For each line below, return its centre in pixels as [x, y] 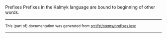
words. [12, 12]
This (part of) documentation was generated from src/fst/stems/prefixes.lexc [71, 26]
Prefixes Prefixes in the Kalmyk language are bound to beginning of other [80, 7]
